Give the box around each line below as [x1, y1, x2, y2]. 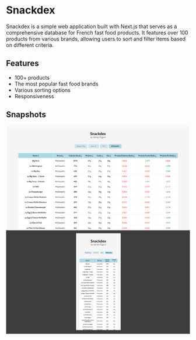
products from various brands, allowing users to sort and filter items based [6, 35, 186, 42]
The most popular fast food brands [14, 80, 99, 87]
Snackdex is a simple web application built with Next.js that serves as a [6, 23, 177, 30]
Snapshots [6, 109, 47, 120]
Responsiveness [14, 92, 54, 99]
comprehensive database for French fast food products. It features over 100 [6, 29, 188, 36]
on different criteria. [6, 42, 54, 49]
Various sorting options [14, 86, 71, 94]
